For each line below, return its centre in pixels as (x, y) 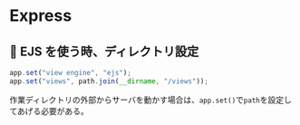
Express (41, 16)
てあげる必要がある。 (49, 111)
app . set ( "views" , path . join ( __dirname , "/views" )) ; (109, 81)
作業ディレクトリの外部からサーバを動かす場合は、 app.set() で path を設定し (150, 100)
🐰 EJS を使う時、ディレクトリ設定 (104, 51)
